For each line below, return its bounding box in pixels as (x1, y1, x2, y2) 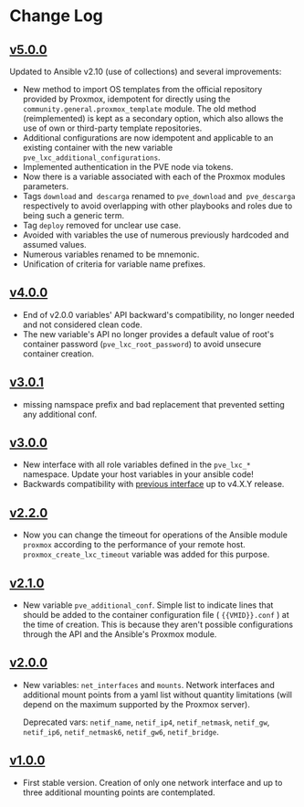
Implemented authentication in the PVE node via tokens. (22, 162, 234, 172)
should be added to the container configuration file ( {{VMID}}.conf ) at (22, 610, 289, 621)
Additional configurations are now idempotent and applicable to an (22, 133, 274, 143)
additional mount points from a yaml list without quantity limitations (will (22, 689, 292, 700)
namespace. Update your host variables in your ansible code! (22, 469, 254, 480)
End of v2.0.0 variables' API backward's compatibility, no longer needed (22, 309, 295, 320)
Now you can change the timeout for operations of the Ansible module (22, 529, 288, 540)
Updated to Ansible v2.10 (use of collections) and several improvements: (9, 66, 282, 77)
